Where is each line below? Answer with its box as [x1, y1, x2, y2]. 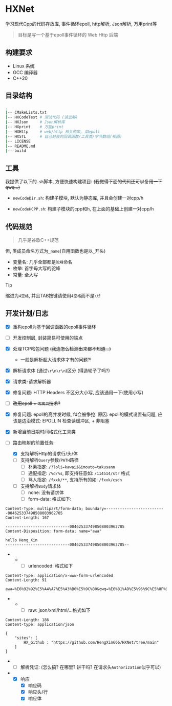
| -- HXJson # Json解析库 [5, 119, 66, 125]
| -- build [5, 148, 27, 153]
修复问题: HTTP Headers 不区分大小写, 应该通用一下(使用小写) [12, 390, 144, 396]
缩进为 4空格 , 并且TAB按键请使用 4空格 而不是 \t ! [5, 292, 101, 298]
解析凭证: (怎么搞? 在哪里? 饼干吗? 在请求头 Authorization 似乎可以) [20, 664, 161, 670]
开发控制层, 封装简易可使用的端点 [12, 334, 83, 341]
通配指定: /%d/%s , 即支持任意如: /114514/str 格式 [28, 470, 130, 476]
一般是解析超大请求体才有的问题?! [20, 356, 92, 363]
